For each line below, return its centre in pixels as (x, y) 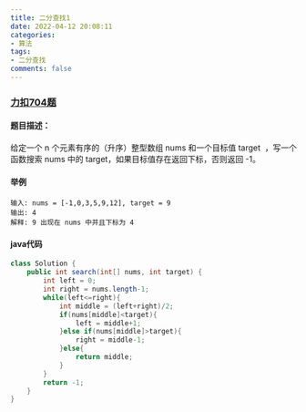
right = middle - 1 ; (110, 340)
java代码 (27, 243)
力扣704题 (34, 102)
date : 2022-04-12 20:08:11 (61, 26)
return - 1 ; (64, 382)
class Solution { (43, 264)
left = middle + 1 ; (108, 323)
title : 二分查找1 (41, 18)
